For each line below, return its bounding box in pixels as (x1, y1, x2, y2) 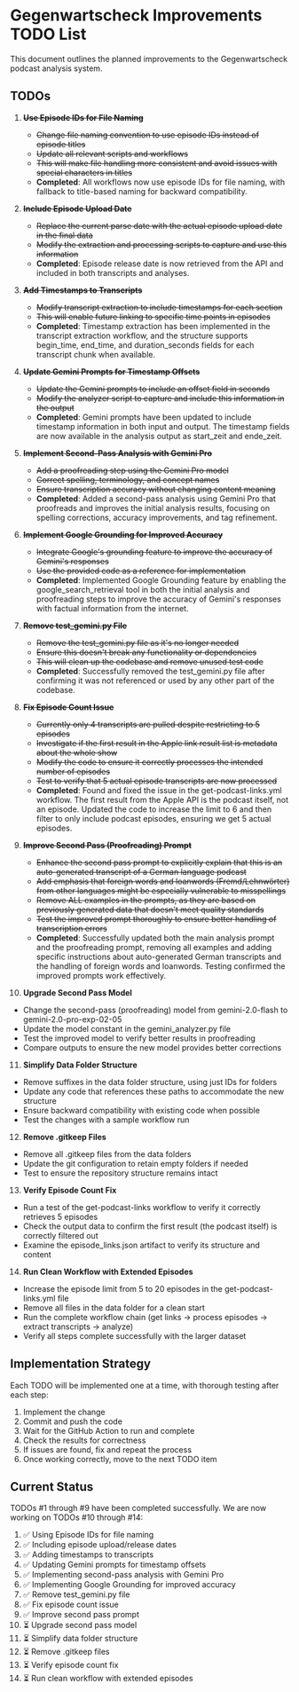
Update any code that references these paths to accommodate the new (22, 1086, 285, 1097)
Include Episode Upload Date (22, 203, 132, 214)
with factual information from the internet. (35, 602, 189, 613)
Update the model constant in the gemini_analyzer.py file (22, 1023, 232, 1034)
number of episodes (35, 766, 110, 776)
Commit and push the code (22, 1416, 123, 1427)
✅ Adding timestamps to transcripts (22, 1549, 154, 1560)
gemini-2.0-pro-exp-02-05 (22, 1013, 122, 1025)
